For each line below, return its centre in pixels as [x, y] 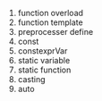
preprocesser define [55, 32]
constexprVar [42, 51]
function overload [50, 13]
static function [44, 70]
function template [50, 22]
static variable [44, 60]
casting [32, 79]
